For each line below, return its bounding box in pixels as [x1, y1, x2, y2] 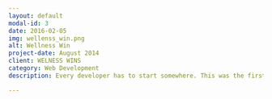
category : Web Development [8, 64, 100, 72]
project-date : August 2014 [8, 49, 100, 57]
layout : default [8, 11, 63, 20]
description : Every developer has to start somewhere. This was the [8, 72, 244, 80]
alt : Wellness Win [8, 42, 70, 50]
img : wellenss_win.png [8, 34, 85, 43]
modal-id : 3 [8, 19, 49, 27]
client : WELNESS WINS [8, 57, 82, 65]
